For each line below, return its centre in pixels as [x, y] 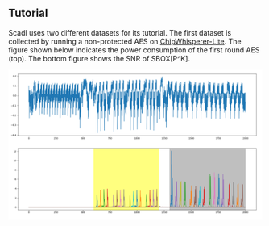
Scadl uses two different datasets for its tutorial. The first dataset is [120, 32]
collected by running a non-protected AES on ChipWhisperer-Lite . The [125, 41]
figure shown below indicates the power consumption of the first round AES [134, 50]
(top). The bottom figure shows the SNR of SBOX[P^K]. [99, 58]
